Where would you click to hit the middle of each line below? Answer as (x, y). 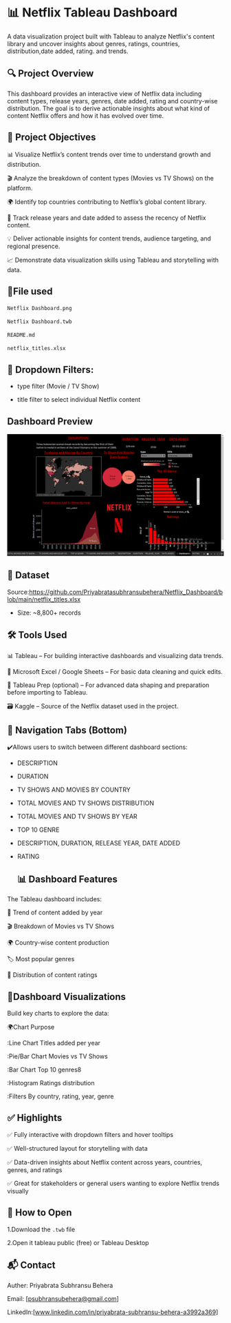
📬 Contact (31, 1265)
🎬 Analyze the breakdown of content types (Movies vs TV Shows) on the (111, 178)
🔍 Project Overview (51, 73)
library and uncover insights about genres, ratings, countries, (93, 43)
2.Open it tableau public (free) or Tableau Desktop (78, 1242)
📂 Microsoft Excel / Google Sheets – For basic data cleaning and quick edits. (115, 671)
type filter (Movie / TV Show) (58, 387)
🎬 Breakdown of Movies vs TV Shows (61, 926)
